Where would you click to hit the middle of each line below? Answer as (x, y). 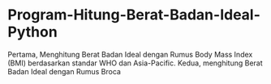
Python (32, 32)
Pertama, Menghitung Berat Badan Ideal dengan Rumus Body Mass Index (130, 54)
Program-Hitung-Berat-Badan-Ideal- (134, 15)
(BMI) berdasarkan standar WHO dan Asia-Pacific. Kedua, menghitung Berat (135, 63)
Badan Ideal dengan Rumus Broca (64, 71)
